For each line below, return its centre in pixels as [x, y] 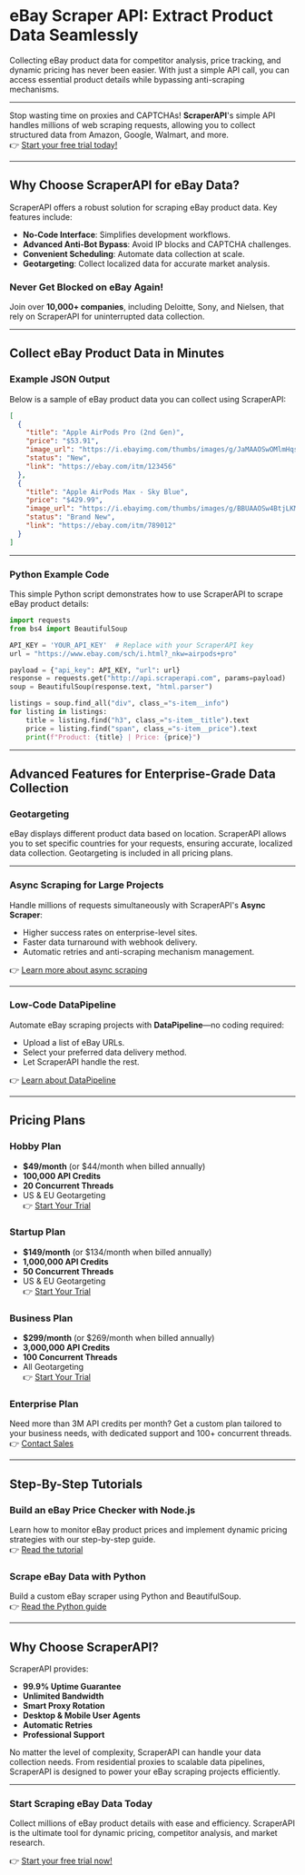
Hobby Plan [35, 1146]
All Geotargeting [53, 1367]
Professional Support [64, 1735]
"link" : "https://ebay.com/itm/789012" [101, 526]
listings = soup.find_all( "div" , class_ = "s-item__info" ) [119, 704]
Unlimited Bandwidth [63, 1696]
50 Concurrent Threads [68, 1271]
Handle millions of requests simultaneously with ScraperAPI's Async [138, 905]
